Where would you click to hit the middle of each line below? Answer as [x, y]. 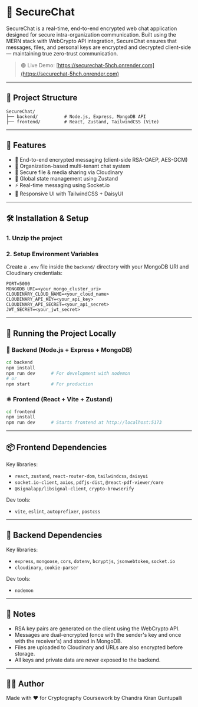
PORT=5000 [18, 284]
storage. [25, 653]
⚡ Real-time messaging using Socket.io [62, 185]
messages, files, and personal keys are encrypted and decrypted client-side [99, 47]
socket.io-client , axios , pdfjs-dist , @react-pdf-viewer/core [89, 482]
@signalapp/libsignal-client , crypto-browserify [74, 488]
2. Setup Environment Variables [52, 254]
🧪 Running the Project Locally [61, 333]
